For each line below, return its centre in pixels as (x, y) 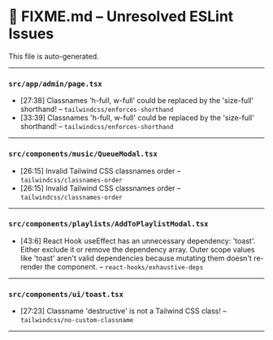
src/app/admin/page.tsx (56, 84)
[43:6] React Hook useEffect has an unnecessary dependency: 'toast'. (138, 241)
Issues (31, 34)
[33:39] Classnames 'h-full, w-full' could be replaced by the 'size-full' (137, 118)
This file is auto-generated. (54, 56)
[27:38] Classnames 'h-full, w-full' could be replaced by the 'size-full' (137, 101)
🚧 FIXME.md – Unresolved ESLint (121, 17)
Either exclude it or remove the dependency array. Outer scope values (138, 249)
